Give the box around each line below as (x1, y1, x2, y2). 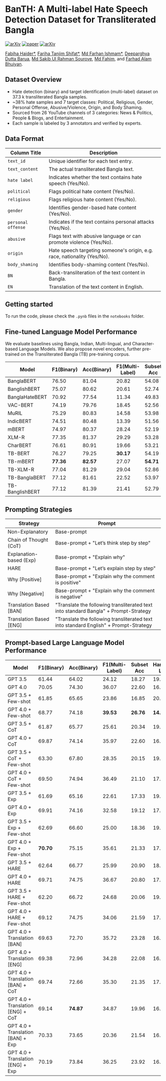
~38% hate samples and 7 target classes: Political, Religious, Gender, (12, 99, 154, 105)
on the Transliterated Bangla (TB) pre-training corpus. (20, 351, 130, 357)
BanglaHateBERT (7, 394, 47, 401)
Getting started (5, 300, 53, 308)
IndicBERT (7, 418, 32, 425)
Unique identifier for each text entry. (48, 158, 133, 164)
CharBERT (7, 442, 32, 449)
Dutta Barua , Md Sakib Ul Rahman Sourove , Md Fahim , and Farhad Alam (5, 55, 152, 61)
